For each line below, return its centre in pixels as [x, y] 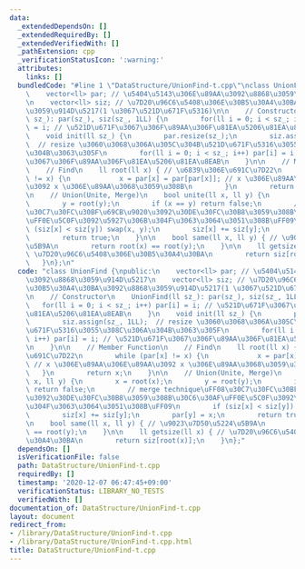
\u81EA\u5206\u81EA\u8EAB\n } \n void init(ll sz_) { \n [143, 314]
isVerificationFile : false [69, 457]
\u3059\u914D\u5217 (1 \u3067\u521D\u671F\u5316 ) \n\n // [140, 111]
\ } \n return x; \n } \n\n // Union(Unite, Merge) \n [154, 373]
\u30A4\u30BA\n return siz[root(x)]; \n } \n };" [136, 440]
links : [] [44, 77]
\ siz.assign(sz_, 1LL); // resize [109, 322]
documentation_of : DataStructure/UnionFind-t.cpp [105, 508]
